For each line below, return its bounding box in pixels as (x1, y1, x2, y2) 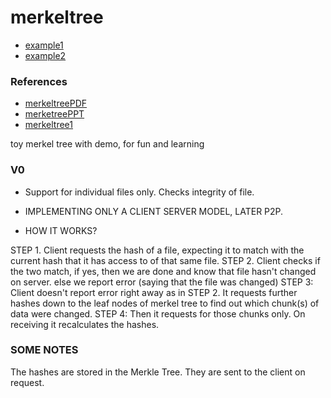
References (10, 74, 68, 88)
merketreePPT (24, 108, 85, 120)
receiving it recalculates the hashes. (10, 318, 160, 330)
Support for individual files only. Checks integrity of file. (24, 186, 255, 198)
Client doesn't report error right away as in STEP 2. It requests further (10, 286, 298, 298)
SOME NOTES (10, 343, 79, 357)
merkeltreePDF (24, 97, 88, 110)
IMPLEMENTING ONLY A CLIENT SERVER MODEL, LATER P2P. (24, 205, 284, 217)
